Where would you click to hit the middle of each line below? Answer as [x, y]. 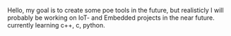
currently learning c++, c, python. [56, 25]
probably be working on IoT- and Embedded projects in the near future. [111, 18]
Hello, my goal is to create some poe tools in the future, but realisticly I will [115, 10]
